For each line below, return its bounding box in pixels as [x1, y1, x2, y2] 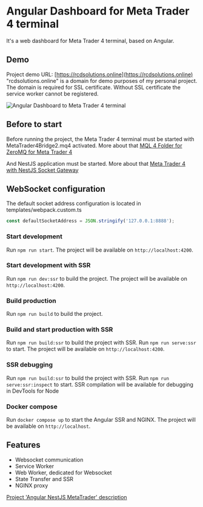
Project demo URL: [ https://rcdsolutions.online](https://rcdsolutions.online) [6, 71, 193, 78]
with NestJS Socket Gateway [6, 166, 79, 174]
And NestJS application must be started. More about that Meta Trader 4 [6, 160, 186, 167]
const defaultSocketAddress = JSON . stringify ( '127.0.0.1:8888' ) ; [6, 218, 175, 224]
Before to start [6, 119, 62, 129]
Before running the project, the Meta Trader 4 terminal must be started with [6, 135, 195, 143]
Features [6, 440, 41, 450]
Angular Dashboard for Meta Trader [6, 4, 190, 18]
